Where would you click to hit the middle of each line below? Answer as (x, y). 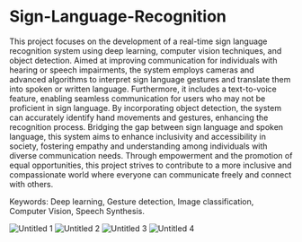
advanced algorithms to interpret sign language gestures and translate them (150, 79)
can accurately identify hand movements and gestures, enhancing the (139, 117)
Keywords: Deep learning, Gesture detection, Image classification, (132, 201)
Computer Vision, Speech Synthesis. (77, 211)
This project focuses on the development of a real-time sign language (138, 41)
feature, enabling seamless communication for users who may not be (138, 98)
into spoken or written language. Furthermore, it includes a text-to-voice (143, 89)
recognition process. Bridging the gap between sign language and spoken (147, 126)
